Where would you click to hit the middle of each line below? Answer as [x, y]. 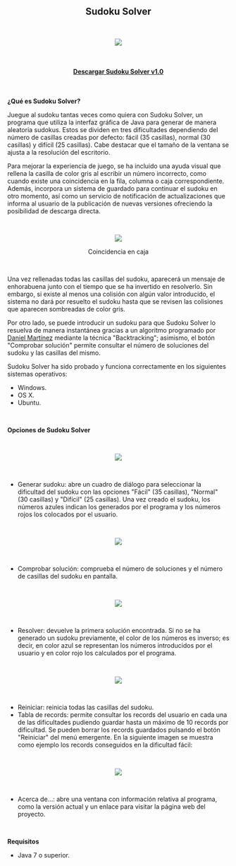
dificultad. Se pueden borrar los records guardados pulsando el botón [119, 730]
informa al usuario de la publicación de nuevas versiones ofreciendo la [110, 203]
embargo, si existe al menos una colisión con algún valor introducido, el [111, 294]
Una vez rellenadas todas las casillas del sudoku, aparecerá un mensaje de [116, 279]
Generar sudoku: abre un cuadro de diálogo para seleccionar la [110, 485]
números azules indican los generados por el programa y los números [119, 507]
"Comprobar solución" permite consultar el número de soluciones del [108, 345]
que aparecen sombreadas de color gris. [66, 309]
